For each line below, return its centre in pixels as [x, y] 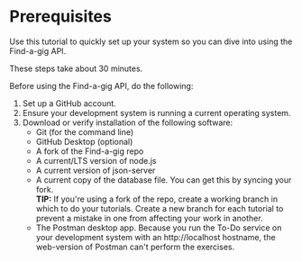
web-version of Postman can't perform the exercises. [135, 247]
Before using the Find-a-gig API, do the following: [101, 85]
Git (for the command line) [85, 131]
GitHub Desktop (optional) [84, 141]
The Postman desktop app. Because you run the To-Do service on [159, 228]
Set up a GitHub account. [69, 103]
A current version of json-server [96, 170]
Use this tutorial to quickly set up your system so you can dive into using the [151, 41]
